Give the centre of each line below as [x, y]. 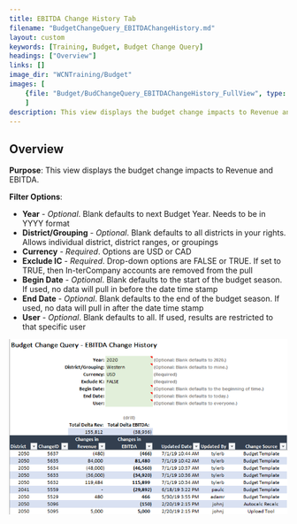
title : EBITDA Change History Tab [73, 19]
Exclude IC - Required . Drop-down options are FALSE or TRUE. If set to [151, 261]
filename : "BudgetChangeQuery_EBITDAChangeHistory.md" [112, 28]
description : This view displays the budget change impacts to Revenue [144, 112]
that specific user [54, 327]
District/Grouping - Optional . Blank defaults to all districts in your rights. [154, 233]
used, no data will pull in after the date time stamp [113, 308]
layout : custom [37, 37]
